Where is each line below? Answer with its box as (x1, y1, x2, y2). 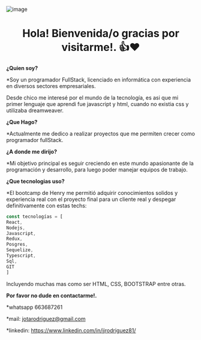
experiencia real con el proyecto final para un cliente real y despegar (6, 195, 176, 203)
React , (6, 219, 23, 225)
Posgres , (6, 242, 28, 248)
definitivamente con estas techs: (6, 201, 87, 209)
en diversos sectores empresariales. (6, 82, 96, 89)
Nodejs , (6, 225, 26, 231)
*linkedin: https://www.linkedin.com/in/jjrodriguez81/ (6, 327, 136, 334)
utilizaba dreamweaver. (6, 107, 64, 114)
